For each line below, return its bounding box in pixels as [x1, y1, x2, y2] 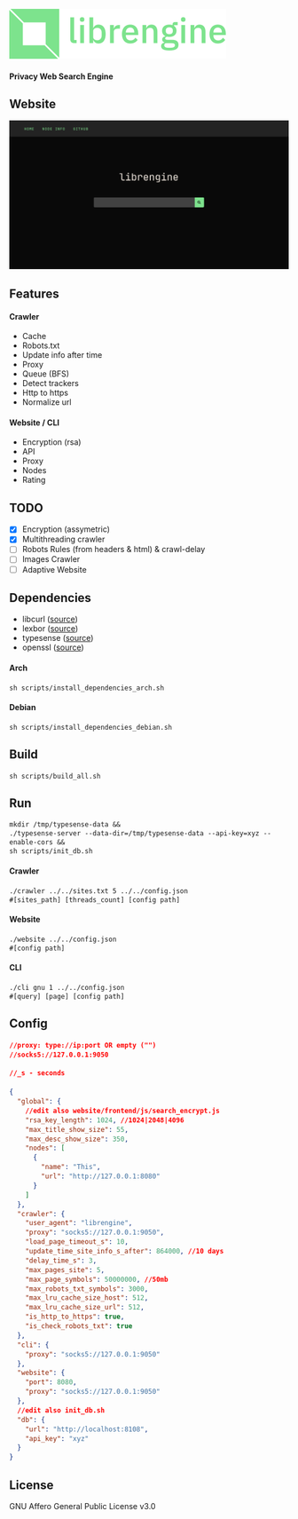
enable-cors [9, 838, 53, 847]
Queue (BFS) [21, 368, 69, 379]
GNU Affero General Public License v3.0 [9, 1501, 156, 1512]
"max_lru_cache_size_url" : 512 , [25, 1303, 145, 1312]
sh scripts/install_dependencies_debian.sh [9, 723, 173, 732]
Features [9, 287, 59, 302]
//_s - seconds [9, 1069, 66, 1078]
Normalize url [21, 397, 72, 407]
